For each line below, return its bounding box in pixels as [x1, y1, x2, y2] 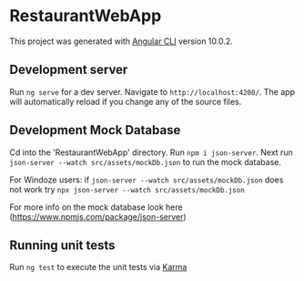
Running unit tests [9, 237, 116, 253]
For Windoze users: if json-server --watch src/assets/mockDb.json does [9, 174, 284, 185]
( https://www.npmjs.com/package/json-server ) [9, 211, 187, 222]
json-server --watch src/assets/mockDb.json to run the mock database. [9, 156, 282, 167]
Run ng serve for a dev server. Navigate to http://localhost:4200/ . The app [9, 86, 296, 97]
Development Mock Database [9, 122, 181, 138]
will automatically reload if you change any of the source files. [9, 96, 242, 107]
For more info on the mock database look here [9, 202, 184, 213]
